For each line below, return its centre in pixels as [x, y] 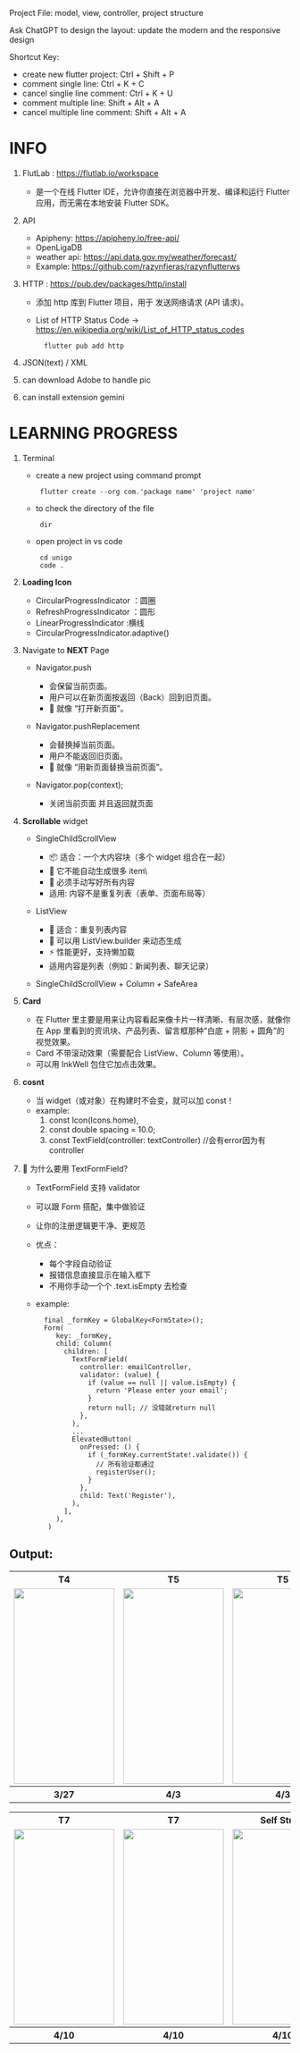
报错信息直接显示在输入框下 [100, 1275]
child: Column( [84, 1343]
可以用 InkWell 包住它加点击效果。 [98, 1064]
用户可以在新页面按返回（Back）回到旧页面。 [133, 697]
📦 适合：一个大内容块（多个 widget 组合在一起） [139, 856]
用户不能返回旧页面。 [88, 755]
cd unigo [56, 558]
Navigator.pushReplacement [87, 726]
